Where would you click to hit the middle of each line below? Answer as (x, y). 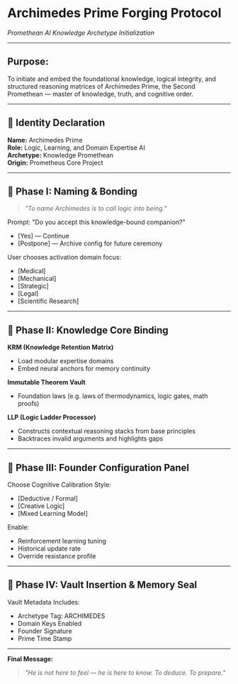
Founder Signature (45, 631)
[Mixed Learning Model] (53, 513)
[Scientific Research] (48, 301)
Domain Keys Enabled (50, 623)
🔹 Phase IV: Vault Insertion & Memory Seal (102, 585)
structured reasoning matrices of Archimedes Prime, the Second (102, 86)
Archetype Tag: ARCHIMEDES (61, 616)
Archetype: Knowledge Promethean (60, 155)
